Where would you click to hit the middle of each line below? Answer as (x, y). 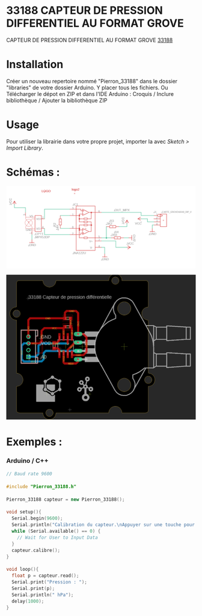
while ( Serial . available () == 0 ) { (56, 532)
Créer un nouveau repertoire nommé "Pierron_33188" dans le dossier (92, 81)
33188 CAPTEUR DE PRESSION (85, 11)
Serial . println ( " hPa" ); (43, 595)
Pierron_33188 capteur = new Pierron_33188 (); (66, 499)
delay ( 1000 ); (28, 601)
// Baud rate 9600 (29, 474)
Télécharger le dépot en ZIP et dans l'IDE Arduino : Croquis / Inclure (90, 94)
